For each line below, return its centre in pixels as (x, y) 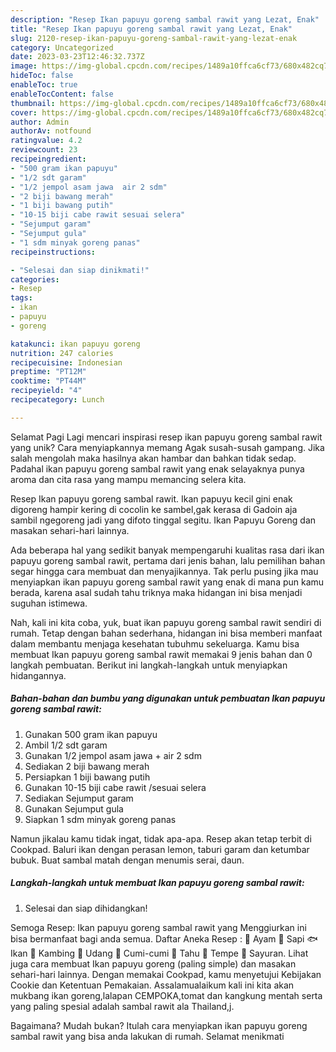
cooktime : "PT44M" (48, 381)
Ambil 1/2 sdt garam (66, 745)
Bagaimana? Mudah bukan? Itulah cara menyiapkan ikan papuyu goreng (159, 1025)
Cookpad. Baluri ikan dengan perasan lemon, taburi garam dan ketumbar (160, 849)
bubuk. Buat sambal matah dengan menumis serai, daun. (127, 860)
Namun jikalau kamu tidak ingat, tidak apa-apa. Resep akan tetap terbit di (161, 838)
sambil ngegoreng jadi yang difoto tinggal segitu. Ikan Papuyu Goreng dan (163, 520)
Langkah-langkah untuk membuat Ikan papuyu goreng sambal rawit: (157, 883)
